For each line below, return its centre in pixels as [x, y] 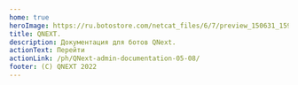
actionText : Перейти [47, 50]
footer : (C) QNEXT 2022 [53, 67]
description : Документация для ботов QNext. [93, 42]
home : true [29, 17]
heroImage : [29, 26]
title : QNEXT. [35, 34]
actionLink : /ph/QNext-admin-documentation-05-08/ [105, 58]
